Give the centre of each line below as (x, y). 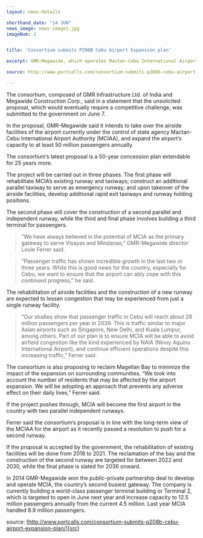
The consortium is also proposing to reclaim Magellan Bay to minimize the (98, 367)
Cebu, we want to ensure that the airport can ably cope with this (101, 274)
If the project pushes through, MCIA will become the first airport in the (94, 404)
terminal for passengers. (37, 225)
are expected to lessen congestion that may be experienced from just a (95, 298)
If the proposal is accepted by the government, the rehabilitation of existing (100, 447)
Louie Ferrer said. (43, 249)
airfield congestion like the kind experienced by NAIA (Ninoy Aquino (106, 342)
